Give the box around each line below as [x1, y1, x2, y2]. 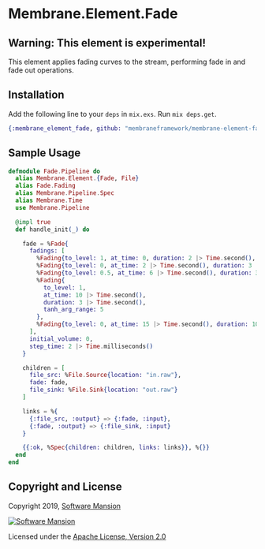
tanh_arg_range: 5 [43, 305, 104, 314]
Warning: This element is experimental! [8, 36, 207, 50]
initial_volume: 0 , [28, 334, 93, 343]
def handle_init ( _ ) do [15, 226, 90, 233]
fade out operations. [8, 65, 75, 75]
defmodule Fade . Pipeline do [8, 167, 101, 175]
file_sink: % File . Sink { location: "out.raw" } [28, 386, 178, 394]
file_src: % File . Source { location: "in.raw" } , [28, 372, 181, 379]
